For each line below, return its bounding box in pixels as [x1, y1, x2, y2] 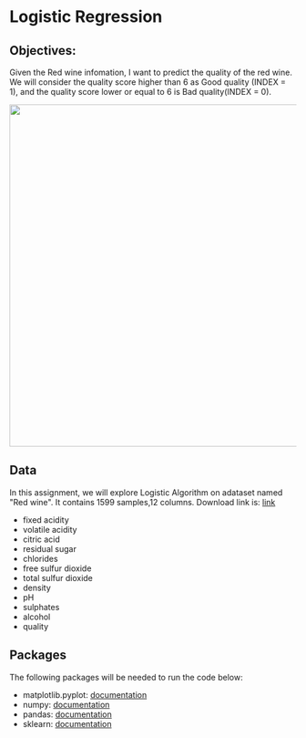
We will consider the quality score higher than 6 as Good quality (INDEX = [9, 77, 287, 88]
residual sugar [22, 543, 77, 554]
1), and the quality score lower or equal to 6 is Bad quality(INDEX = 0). [9, 87, 271, 97]
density [22, 582, 52, 593]
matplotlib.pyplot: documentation [22, 689, 148, 700]
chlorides [22, 553, 58, 564]
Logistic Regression [9, 6, 163, 27]
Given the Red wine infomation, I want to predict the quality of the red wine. [9, 67, 293, 78]
